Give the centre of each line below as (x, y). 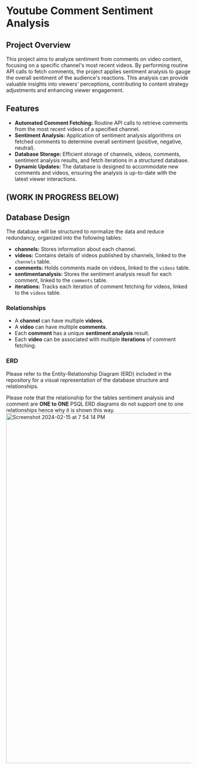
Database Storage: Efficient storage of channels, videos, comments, (98, 154)
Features (23, 109)
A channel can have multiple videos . (59, 321)
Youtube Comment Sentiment (80, 11)
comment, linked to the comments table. (61, 281)
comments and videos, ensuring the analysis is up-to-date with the (96, 173)
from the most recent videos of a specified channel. (77, 129)
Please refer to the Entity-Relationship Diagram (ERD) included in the (89, 373)
